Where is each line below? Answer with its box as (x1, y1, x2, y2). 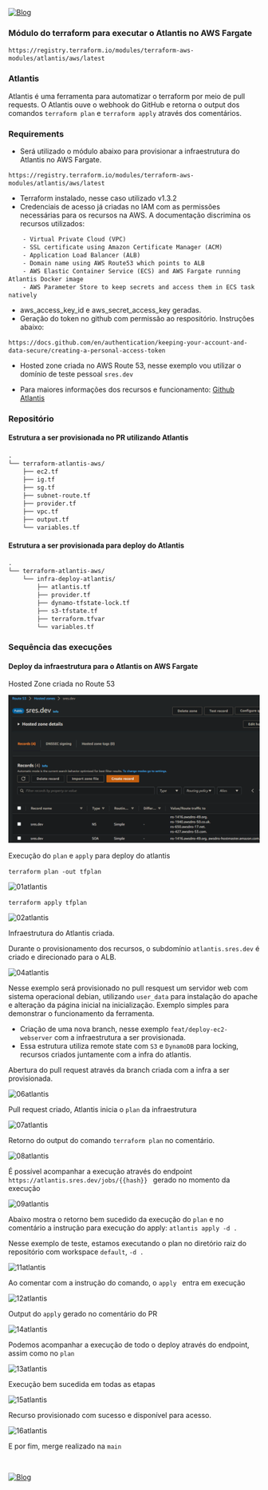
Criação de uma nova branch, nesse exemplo (19, 1024, 169, 1034)
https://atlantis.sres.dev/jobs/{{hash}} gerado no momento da (8, 1175, 231, 1185)
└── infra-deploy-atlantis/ (22, 576, 116, 584)
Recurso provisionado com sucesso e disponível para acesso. (8, 1411, 212, 1420)
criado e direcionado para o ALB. (8, 952, 117, 962)
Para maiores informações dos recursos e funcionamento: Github (19, 384, 235, 394)
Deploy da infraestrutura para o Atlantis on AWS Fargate (8, 661, 199, 671)
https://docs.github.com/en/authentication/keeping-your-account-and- (8, 338, 248, 347)
